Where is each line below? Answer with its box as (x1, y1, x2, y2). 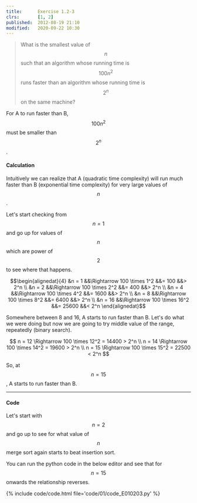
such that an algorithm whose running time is (20, 59, 130, 66)
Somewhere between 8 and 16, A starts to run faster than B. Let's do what (6, 314, 185, 321)
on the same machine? (20, 98, 76, 105)
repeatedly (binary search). (6, 327, 72, 334)
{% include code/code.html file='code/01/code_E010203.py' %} (6, 490, 161, 497)
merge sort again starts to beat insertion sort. (6, 449, 116, 456)
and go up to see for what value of (6, 431, 90, 438)
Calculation (6, 162, 35, 169)
